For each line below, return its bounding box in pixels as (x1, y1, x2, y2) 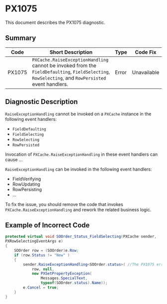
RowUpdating (12, 181, 41, 187)
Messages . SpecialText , (40, 276, 88, 281)
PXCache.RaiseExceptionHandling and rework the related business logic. (5, 206, 152, 212)
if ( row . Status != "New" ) (14, 252, 70, 258)
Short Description (49, 48, 93, 55)
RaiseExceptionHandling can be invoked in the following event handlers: (5, 166, 152, 172)
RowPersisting (12, 186, 42, 192)
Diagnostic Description (5, 98, 78, 106)
